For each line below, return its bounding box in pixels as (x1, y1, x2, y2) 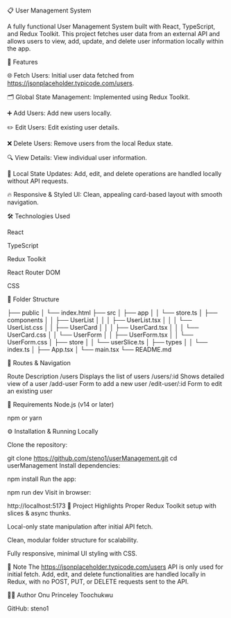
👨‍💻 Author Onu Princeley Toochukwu (7, 591, 113, 599)
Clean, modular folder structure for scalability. (7, 536, 139, 544)
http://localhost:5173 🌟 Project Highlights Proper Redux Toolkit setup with (7, 502, 216, 510)
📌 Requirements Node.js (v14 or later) (7, 400, 114, 408)
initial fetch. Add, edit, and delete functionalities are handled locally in (7, 570, 206, 578)
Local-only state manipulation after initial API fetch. (7, 522, 153, 531)
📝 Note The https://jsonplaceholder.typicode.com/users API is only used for (7, 563, 223, 571)
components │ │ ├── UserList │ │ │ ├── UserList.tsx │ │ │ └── (7, 316, 192, 324)
